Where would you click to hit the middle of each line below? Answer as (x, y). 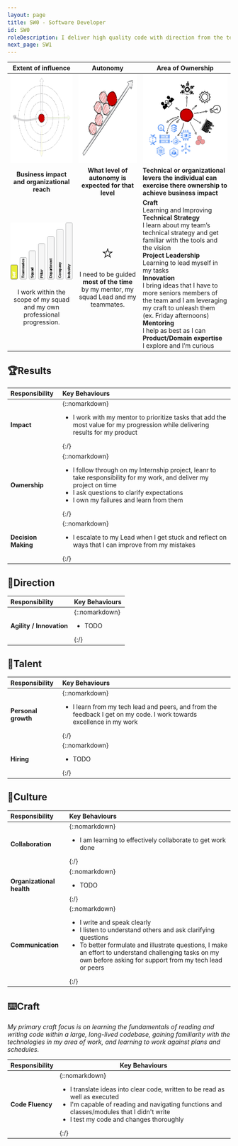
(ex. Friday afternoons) (176, 316)
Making (22, 545)
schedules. (23, 1050)
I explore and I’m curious (178, 346)
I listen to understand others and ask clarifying (147, 930)
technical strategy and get (181, 233)
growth (21, 718)
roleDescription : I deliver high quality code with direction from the (115, 38)
